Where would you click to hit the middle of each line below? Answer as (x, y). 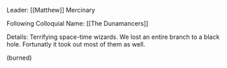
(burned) (19, 58)
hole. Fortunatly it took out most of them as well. (76, 44)
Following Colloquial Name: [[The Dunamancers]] (78, 23)
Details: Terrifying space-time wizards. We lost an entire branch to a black (113, 37)
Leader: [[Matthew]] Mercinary (51, 10)
